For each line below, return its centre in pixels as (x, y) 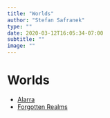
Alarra (26, 99)
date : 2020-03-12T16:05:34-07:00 (55, 33)
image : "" (21, 46)
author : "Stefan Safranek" (46, 20)
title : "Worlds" (30, 14)
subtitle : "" (26, 40)
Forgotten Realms (42, 107)
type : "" (20, 26)
